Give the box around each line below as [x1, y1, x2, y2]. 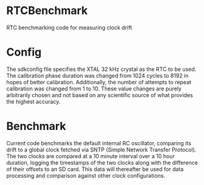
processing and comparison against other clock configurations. [6, 172, 166, 179]
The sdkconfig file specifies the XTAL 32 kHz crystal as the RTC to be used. [6, 65, 197, 73]
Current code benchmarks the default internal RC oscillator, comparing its [6, 139, 192, 147]
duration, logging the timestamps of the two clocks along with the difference [6, 159, 198, 166]
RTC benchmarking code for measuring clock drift [6, 24, 132, 31]
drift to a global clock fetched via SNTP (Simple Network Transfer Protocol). [6, 146, 197, 153]
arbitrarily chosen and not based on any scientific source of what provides [6, 91, 193, 98]
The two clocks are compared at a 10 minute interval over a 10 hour [6, 152, 175, 159]
